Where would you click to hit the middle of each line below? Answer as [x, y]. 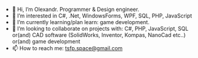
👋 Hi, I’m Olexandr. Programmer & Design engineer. [75, 9]
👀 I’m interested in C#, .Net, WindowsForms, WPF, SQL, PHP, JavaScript [102, 16]
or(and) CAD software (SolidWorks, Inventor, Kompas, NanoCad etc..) [99, 35]
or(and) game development [46, 41]
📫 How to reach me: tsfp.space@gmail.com [67, 48]
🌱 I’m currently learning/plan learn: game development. [81, 22]
